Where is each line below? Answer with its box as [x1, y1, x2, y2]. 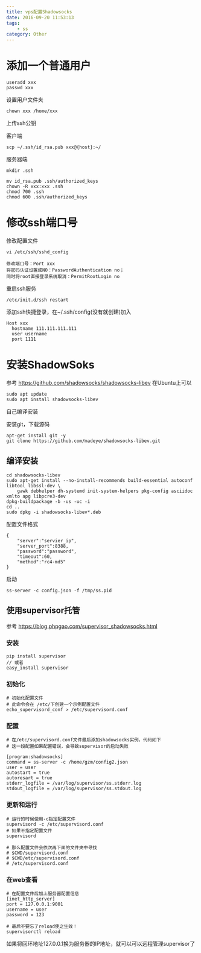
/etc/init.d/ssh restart [6, 297, 69, 303]
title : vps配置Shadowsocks [6, 8, 72, 15]
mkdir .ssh [6, 168, 34, 174]
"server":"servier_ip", [17, 537, 77, 543]
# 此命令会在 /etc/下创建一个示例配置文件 [6, 701, 100, 708]
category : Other [6, 31, 47, 37]
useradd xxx [6, 80, 36, 86]
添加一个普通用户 [6, 59, 92, 73]
